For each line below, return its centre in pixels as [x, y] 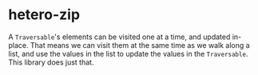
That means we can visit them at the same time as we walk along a [140, 45]
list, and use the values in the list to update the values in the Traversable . [128, 53]
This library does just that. [51, 62]
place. [19, 45]
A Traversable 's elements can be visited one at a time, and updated [119, 37]
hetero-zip [44, 15]
